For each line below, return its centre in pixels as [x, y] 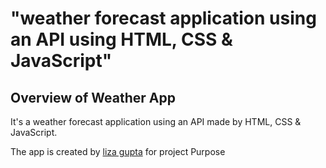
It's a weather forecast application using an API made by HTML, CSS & [156, 121]
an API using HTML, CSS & [121, 39]
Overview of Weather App [93, 97]
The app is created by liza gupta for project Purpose [118, 151]
